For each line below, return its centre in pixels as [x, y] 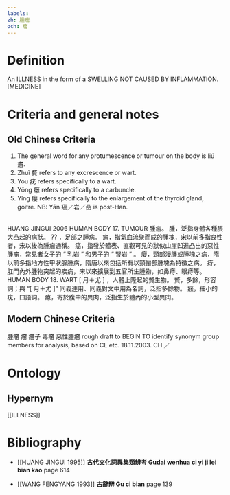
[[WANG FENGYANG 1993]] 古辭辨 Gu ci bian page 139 [95, 484]
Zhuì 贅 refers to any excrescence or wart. [77, 173]
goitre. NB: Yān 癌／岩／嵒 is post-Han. [72, 207]
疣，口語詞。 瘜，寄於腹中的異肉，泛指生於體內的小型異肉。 [92, 297]
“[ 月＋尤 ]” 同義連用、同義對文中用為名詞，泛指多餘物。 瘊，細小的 [122, 288]
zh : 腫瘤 [19, 20]
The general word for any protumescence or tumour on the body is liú [116, 156]
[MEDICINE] [24, 87]
